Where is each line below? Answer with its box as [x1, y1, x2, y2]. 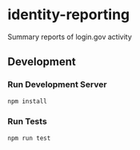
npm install [7, 97, 47, 105]
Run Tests [7, 116, 47, 127]
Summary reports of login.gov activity [7, 32, 133, 41]
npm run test [7, 134, 51, 142]
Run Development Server [7, 79, 107, 90]
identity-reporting [7, 6, 130, 24]
